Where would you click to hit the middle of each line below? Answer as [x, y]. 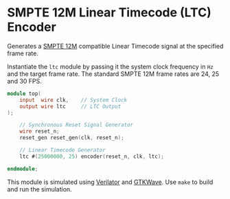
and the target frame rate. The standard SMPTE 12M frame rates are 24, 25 [113, 74]
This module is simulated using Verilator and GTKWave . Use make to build [110, 182]
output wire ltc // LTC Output [70, 106]
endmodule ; [23, 169]
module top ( [24, 94]
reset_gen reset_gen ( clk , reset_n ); [72, 138]
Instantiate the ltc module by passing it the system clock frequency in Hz [111, 66]
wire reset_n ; [39, 131]
